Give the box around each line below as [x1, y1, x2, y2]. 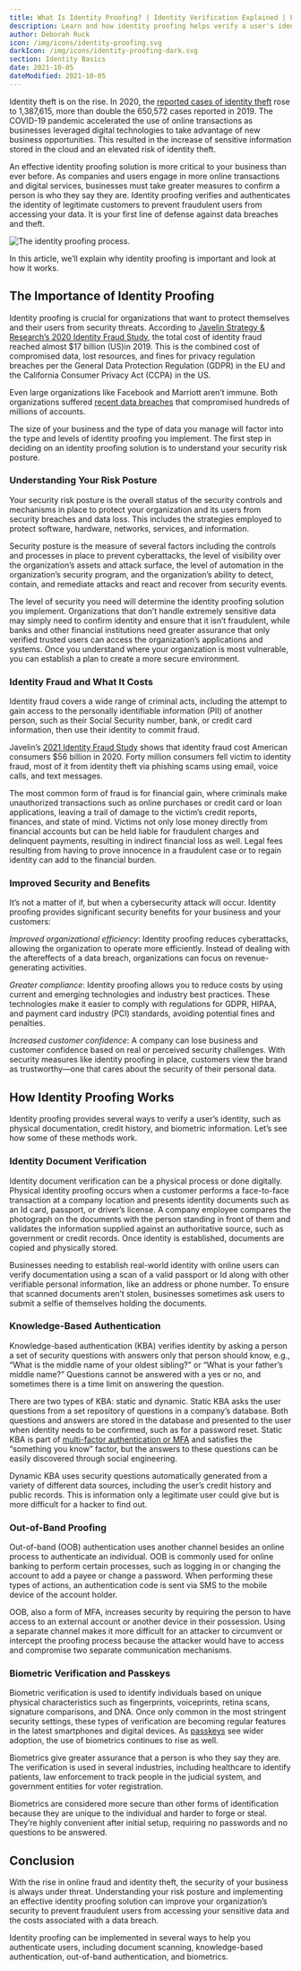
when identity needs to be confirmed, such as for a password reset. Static [9, 1424, 283, 1435]
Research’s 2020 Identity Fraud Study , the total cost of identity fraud [9, 331, 262, 342]
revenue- [235, 952, 270, 964]
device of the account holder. [9, 1589, 118, 1601]
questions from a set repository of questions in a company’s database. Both [9, 1405, 288, 1416]
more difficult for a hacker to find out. [9, 1498, 148, 1509]
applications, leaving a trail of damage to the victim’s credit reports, [9, 807, 258, 818]
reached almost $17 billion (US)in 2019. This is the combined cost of [9, 341, 260, 352]
